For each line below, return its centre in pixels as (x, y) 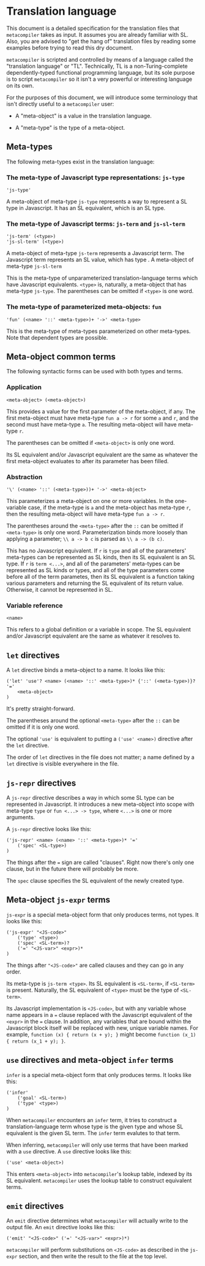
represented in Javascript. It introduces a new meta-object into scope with (100, 804)
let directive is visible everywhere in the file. (63, 764)
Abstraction (24, 477)
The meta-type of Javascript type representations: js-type (96, 177)
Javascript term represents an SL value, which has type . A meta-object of (100, 260)
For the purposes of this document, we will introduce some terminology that (102, 97)
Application (24, 387)
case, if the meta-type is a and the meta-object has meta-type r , (109, 508)
